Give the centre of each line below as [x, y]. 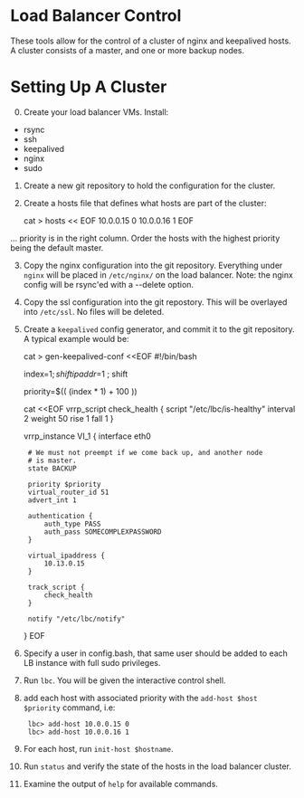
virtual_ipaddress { [66, 556]
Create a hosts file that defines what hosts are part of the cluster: [145, 203]
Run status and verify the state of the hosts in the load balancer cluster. [157, 766]
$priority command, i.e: [69, 708]
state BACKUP [52, 468]
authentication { [60, 516]
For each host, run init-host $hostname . [98, 748]
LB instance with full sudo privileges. [92, 662]
